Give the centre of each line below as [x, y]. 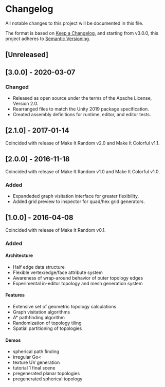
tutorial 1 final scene [34, 368]
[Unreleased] [27, 55]
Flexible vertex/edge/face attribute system [58, 272]
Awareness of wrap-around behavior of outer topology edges [78, 278]
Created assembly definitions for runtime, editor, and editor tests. [82, 115]
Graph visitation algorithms [41, 312]
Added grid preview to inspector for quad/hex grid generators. [79, 201]
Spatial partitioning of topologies [47, 328]
